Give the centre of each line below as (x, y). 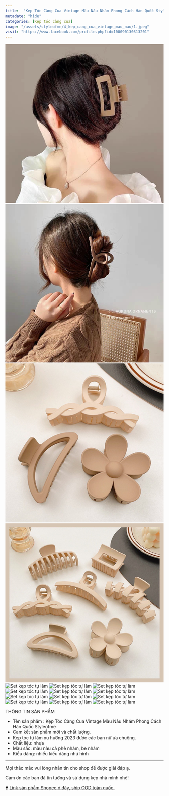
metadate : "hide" (23, 16)
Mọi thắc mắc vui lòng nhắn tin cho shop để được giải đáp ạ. (68, 768)
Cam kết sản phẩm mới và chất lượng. (52, 732)
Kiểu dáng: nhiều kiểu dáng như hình (51, 754)
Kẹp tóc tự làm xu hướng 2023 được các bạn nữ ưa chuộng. (74, 738)
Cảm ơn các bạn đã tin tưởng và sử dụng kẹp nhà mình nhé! (67, 778)
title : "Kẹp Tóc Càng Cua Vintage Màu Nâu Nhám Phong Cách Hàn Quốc (80, 11)
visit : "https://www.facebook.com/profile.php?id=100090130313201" (77, 32)
